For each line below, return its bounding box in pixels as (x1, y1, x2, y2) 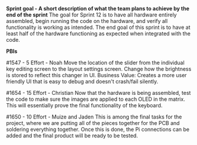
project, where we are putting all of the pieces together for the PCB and (6, 120, 180, 126)
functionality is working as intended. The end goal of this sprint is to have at (6, 24, 191, 31)
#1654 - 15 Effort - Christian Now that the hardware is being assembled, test (6, 90, 191, 96)
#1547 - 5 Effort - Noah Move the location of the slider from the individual (6, 59, 185, 66)
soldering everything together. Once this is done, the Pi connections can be (6, 126, 190, 133)
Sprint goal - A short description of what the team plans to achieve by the (6, 5, 190, 12)
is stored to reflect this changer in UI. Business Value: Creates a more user (6, 72, 187, 78)
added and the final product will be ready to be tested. (6, 132, 139, 139)
